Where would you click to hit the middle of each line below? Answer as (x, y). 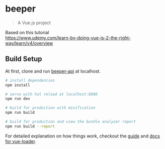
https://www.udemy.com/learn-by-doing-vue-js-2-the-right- (68, 38)
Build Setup (24, 59)
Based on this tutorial (27, 32)
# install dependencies (30, 80)
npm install (18, 85)
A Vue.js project (34, 23)
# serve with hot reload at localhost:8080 (52, 94)
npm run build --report (30, 126)
